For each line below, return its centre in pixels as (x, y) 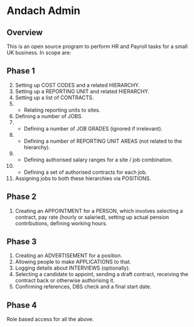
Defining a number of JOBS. (49, 116)
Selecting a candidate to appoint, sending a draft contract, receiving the (102, 274)
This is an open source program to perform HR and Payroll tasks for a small (97, 46)
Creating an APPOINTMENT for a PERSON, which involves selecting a (99, 211)
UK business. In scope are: (39, 53)
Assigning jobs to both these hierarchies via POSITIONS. (83, 178)
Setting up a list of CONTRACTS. (54, 97)
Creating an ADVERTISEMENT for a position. (68, 256)
